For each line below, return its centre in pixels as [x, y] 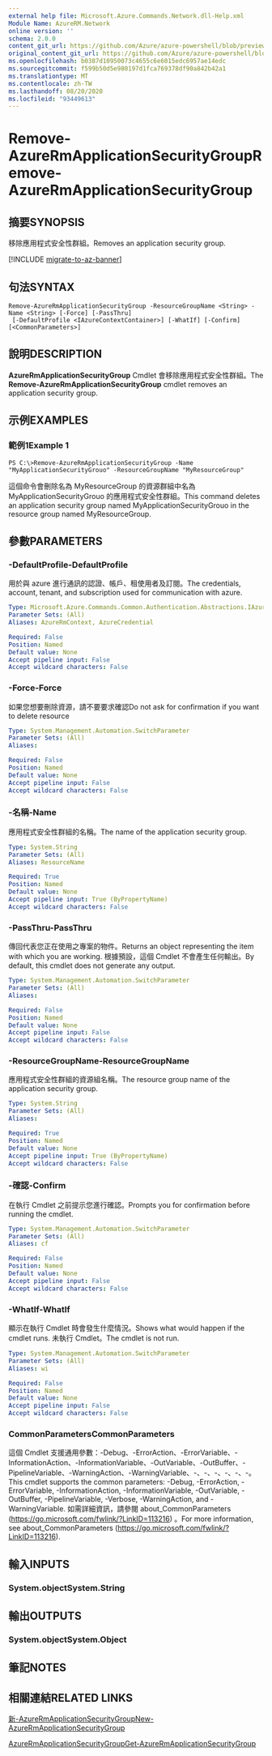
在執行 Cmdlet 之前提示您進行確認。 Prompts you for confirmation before [130, 1204]
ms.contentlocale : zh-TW [50, 83]
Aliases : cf [28, 1244]
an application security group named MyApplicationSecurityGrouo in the [129, 505]
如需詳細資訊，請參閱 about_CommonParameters [149, 1509]
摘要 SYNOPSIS [47, 222]
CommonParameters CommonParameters [92, 1434]
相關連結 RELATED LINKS [71, 1698]
